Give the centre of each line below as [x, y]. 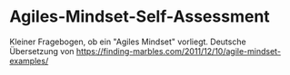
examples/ [29, 61]
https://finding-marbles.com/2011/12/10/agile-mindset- [179, 51]
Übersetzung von [42, 51]
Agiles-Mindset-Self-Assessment [140, 17]
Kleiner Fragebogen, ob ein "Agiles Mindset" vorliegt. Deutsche [128, 42]
